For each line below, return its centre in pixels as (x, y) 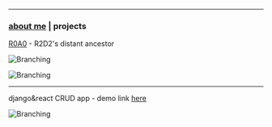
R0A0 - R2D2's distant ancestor (62, 44)
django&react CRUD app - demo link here (78, 99)
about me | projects (47, 26)
